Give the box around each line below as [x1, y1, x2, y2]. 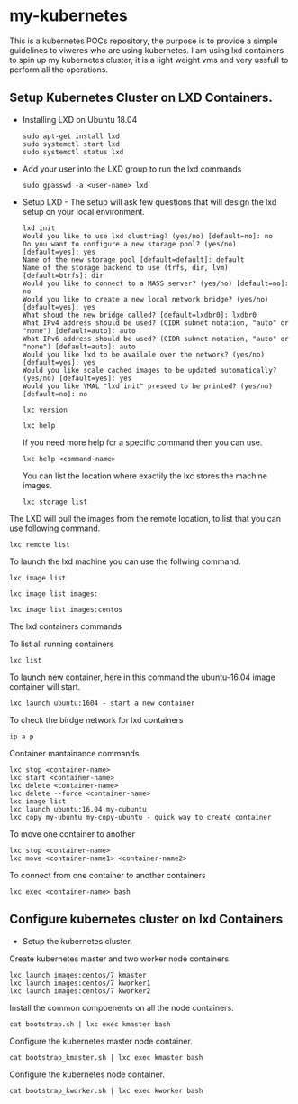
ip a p [9, 732, 34, 741]
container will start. [9, 681, 81, 691]
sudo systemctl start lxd [22, 139, 120, 149]
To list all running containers [9, 638, 114, 649]
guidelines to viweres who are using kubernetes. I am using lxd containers [9, 44, 284, 55]
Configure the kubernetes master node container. [9, 1035, 194, 1046]
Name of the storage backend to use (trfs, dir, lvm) [22, 263, 229, 272]
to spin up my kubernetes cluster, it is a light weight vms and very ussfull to [9, 54, 289, 65]
